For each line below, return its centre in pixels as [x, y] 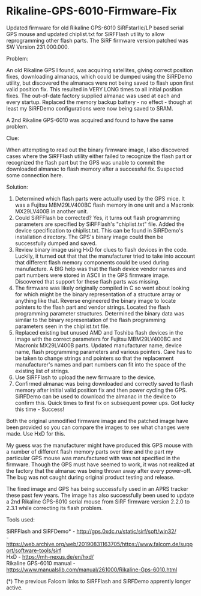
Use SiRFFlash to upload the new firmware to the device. [85, 377]
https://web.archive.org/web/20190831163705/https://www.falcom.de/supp [100, 544]
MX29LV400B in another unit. [52, 211]
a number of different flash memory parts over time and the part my [90, 451]
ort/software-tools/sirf [34, 550]
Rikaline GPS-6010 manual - [41, 563]
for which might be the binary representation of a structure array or [98, 294]
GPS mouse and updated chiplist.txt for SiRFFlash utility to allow [85, 34]
